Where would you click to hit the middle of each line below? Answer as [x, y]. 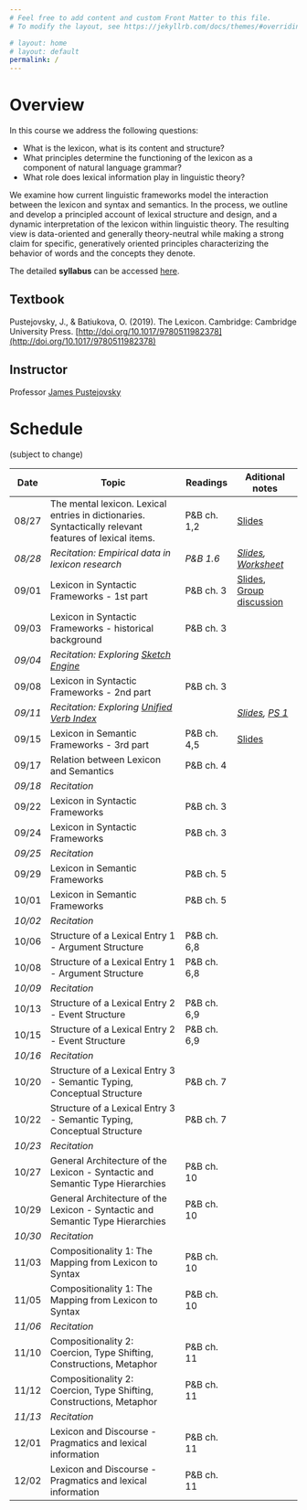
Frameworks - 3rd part [99, 744]
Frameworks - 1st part [99, 596]
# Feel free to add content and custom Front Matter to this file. [141, 18]
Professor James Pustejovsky [65, 392]
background [76, 639]
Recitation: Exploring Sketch [111, 654]
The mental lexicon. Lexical [108, 504]
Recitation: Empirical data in [110, 552]
